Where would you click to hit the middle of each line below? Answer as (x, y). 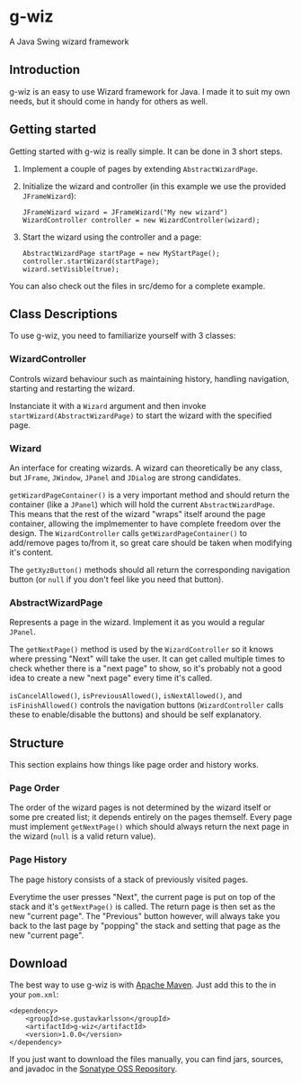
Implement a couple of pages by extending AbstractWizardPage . (140, 168)
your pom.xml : (34, 995)
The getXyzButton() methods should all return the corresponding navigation (150, 569)
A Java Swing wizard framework (69, 41)
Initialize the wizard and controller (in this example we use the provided (154, 186)
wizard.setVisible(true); (71, 269)
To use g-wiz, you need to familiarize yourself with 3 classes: (123, 336)
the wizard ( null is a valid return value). (83, 836)
